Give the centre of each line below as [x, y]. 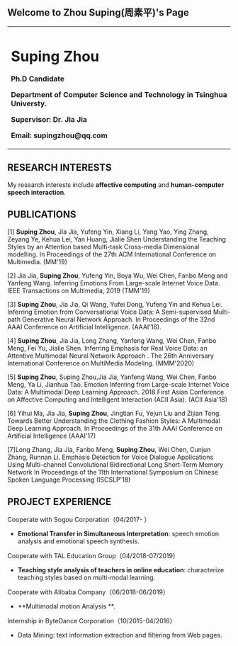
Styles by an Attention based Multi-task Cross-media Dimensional [103, 246]
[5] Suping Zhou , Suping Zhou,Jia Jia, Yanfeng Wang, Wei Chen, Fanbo [112, 377]
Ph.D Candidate [38, 79]
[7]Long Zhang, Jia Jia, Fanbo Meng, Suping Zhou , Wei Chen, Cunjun [109, 449]
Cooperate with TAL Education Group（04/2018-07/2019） [93, 556]
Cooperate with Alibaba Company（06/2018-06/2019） [89, 592]
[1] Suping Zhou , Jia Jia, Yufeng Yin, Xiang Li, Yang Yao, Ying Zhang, [108, 232]
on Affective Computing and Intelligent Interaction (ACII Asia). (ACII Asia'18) [118, 399]
